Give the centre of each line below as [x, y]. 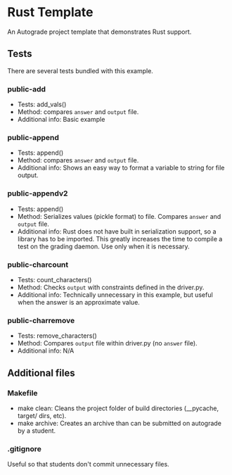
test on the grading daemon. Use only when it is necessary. [103, 246]
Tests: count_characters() [54, 279]
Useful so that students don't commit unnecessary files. [89, 464]
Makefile [22, 393]
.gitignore [25, 449]
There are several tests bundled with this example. [80, 70]
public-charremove [41, 320]
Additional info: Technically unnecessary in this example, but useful [115, 294]
